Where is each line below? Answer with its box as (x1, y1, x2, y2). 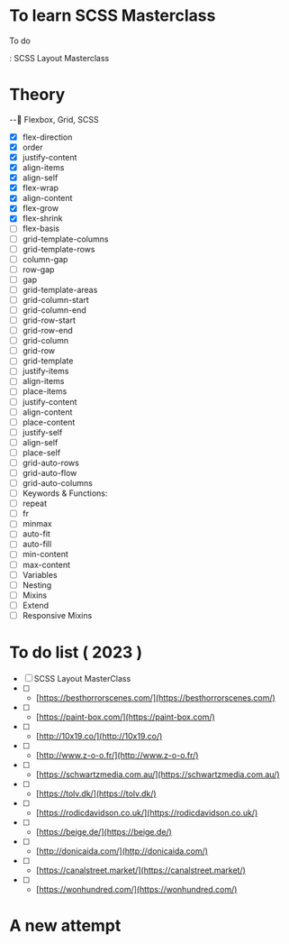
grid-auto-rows (22, 457, 79, 468)
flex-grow (22, 203, 59, 214)
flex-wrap (22, 182, 59, 194)
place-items (22, 386, 68, 397)
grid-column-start (22, 294, 90, 305)
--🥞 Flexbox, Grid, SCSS (9, 114, 99, 124)
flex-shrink (22, 213, 63, 224)
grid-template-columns (22, 234, 109, 244)
